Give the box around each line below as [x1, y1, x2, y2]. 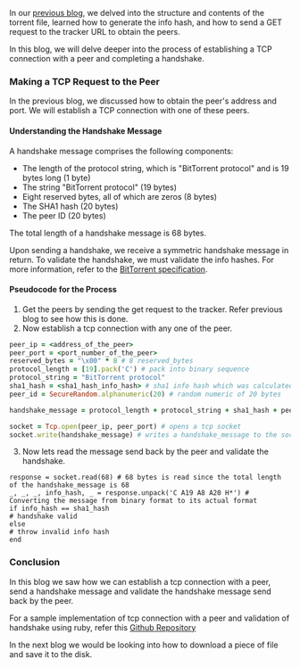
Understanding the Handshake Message [9, 125, 162, 136]
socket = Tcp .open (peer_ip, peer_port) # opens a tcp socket [9, 422, 242, 431]
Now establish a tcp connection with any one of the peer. [21, 323, 233, 333]
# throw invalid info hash [9, 528, 110, 537]
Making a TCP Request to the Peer [9, 75, 161, 87]
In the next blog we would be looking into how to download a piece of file [9, 639, 279, 650]
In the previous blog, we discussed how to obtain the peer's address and [9, 95, 277, 106]
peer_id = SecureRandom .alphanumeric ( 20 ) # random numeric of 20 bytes [9, 390, 281, 399]
